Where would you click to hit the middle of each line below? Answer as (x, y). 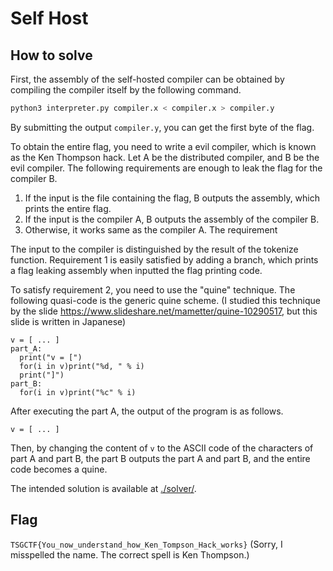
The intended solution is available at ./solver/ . (103, 488)
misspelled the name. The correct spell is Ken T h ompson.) (130, 554)
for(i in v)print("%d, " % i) (82, 366)
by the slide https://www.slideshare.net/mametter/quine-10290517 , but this (164, 311)
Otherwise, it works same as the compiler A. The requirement (151, 229)
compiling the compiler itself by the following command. (126, 90)
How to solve (51, 55)
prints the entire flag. (68, 208)
